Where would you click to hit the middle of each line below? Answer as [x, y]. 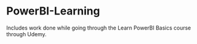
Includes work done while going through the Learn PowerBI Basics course [99, 28]
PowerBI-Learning [53, 11]
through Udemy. [26, 34]
